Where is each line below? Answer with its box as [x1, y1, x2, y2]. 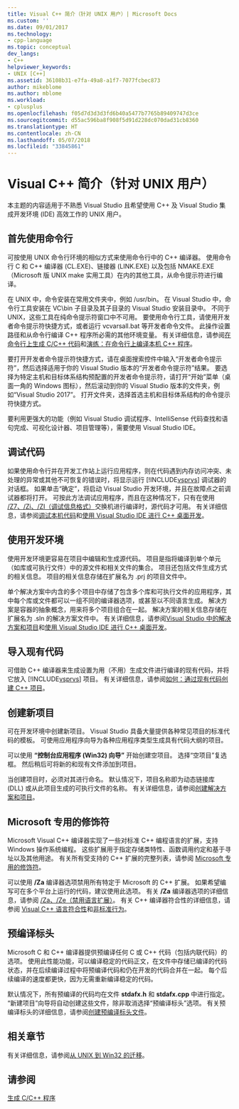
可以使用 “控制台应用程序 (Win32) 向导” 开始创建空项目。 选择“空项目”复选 [7, 751, 228, 760]
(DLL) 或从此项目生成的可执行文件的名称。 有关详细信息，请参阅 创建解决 [7, 784, 221, 792]
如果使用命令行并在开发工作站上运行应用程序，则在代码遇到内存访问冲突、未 [7, 466, 232, 475]
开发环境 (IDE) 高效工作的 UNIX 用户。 [13, 210, 126, 218]
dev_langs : [7, 51, 40, 58]
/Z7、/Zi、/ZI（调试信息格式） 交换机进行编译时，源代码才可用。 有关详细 [7, 502, 222, 511]
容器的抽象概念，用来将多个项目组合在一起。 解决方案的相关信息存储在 [19, 605, 228, 613]
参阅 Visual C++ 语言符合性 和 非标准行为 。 [7, 904, 131, 913]
